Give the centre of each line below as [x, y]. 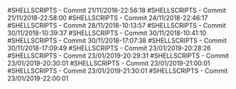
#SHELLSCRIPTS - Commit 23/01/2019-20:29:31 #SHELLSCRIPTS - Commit [118, 56]
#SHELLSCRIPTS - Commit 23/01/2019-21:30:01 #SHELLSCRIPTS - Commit [118, 71]
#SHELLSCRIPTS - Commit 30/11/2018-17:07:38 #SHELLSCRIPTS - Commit [117, 41]
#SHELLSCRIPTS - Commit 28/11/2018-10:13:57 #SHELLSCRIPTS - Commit [117, 25]
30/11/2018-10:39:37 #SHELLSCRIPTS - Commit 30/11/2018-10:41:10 [107, 33]
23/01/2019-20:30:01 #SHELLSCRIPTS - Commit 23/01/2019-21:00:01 [109, 63]
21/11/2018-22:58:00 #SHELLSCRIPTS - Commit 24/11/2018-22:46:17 [108, 18]
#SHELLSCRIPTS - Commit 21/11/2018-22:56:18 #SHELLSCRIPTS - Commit [117, 10]
